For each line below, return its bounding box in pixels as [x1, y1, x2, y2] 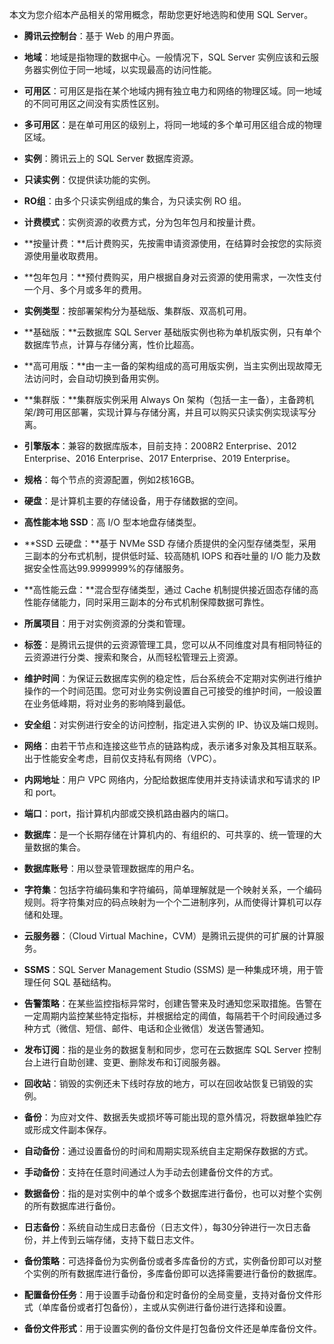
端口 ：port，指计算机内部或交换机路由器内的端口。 [23, 808, 234, 819]
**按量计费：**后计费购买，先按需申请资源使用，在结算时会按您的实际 [23, 238, 314, 249]
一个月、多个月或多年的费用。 [23, 284, 147, 295]
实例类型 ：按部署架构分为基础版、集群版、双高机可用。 [23, 305, 252, 317]
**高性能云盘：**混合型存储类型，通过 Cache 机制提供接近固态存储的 [23, 584, 311, 595]
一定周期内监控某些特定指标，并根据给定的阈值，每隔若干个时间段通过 [23, 1010, 314, 1022]
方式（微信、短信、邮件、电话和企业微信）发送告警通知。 [32, 1023, 270, 1034]
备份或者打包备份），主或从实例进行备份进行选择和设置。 [58, 1301, 292, 1313]
